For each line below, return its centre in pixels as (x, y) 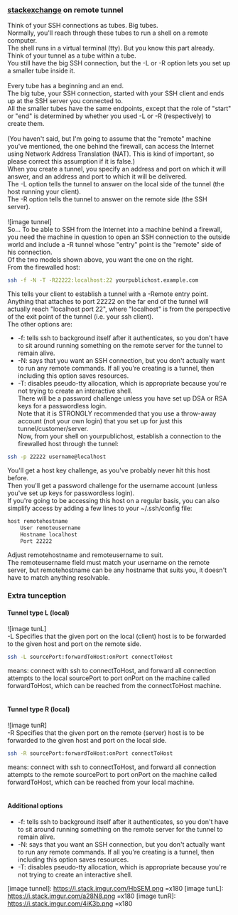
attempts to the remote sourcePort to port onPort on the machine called (112, 774)
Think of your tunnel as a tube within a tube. (72, 55)
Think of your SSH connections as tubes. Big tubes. (83, 26)
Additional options (35, 806)
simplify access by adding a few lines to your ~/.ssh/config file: (100, 508)
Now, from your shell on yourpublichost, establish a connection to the (119, 436)
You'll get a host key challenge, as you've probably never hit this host (109, 470)
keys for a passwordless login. (62, 406)
